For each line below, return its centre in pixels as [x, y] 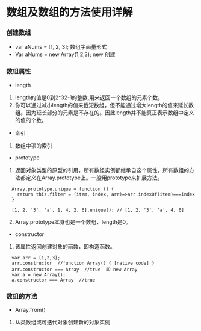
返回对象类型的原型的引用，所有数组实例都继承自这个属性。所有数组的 [102, 170]
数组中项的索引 [33, 146]
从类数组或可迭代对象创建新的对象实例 [62, 322]
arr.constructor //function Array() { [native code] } [83, 263]
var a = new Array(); [39, 274]
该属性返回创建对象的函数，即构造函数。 [65, 246]
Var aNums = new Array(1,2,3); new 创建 [65, 54]
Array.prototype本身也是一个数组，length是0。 [73, 222]
